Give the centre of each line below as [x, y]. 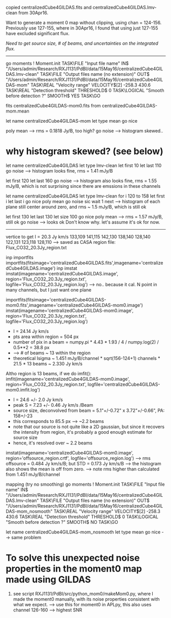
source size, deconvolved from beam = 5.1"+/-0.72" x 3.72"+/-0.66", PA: [89, 410]
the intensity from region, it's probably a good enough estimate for [83, 432]
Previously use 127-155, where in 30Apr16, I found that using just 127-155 [82, 28]
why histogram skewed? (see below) [85, 151]
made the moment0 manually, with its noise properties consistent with [86, 599]
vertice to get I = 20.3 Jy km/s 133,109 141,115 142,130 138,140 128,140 [78, 237]
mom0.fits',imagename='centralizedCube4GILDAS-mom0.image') [75, 305]
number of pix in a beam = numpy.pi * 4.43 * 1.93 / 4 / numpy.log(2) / [86, 342]
